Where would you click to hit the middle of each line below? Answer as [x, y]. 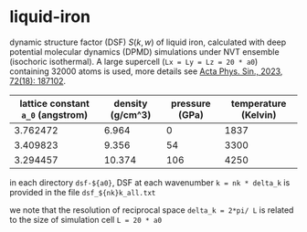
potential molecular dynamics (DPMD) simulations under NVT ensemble [145, 51]
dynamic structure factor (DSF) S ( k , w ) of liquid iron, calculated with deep [148, 42]
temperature [259, 103]
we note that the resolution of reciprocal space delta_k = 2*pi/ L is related [152, 210]
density [131, 103]
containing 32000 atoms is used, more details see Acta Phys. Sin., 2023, [146, 71]
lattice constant [54, 103]
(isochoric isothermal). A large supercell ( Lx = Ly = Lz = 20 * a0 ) [134, 61]
